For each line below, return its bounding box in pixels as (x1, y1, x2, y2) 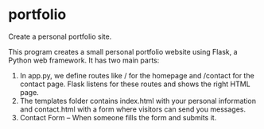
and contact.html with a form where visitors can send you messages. (19, 104, 247, 114)
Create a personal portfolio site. (8, 32, 112, 41)
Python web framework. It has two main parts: (8, 55, 160, 65)
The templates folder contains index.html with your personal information (19, 96, 257, 105)
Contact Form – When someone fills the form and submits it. (19, 112, 217, 122)
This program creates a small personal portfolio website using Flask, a (8, 47, 238, 56)
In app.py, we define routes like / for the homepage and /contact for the (19, 70, 254, 80)
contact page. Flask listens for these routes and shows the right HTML (19, 79, 250, 89)
